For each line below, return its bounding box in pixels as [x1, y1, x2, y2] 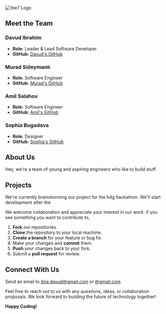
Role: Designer [12, 133, 43, 139]
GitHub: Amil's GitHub [12, 109, 58, 115]
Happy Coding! [5, 303, 37, 309]
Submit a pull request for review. [12, 251, 80, 257]
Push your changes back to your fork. [12, 245, 91, 251]
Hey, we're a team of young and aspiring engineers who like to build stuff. [5, 166, 157, 172]
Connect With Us [5, 265, 59, 274]
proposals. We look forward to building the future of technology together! [5, 293, 156, 300]
